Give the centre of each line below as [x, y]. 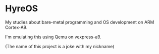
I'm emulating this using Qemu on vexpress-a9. [53, 37]
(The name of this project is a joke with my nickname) [60, 46]
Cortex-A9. [16, 27]
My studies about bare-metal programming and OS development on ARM [80, 22]
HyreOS [22, 9]
